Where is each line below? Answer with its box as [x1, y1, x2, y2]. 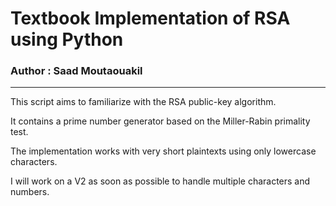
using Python [10, 28, 124, 51]
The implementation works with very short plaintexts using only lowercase [10, 145, 317, 157]
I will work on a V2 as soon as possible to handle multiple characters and [10, 175, 311, 187]
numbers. [10, 186, 50, 198]
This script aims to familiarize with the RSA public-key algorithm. [10, 96, 277, 108]
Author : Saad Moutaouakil [10, 64, 143, 78]
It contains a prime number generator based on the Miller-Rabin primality [10, 115, 311, 127]
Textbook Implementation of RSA [10, 7, 291, 30]
